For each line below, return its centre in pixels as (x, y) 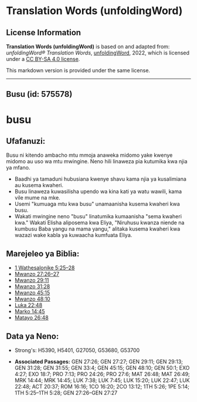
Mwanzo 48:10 (33, 299)
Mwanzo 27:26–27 (37, 274)
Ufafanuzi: (26, 141)
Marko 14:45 (30, 312)
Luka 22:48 (28, 305)
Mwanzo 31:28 (32, 286)
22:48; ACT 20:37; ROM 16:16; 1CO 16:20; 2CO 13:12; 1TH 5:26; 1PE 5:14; (102, 387)
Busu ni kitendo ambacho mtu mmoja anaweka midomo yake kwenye (89, 155)
